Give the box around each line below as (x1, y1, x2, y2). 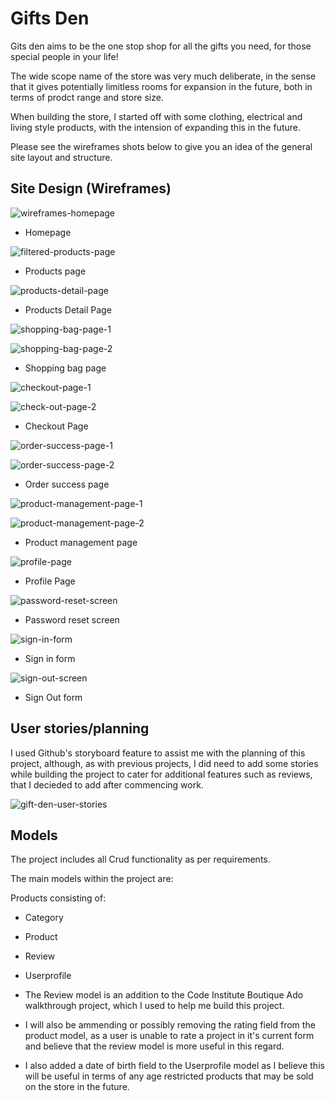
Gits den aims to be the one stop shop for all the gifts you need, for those (10, 40, 312, 52)
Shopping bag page (24, 362, 107, 374)
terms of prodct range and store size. (10, 91, 164, 103)
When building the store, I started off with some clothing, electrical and (10, 110, 303, 122)
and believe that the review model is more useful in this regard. (24, 1040, 285, 1052)
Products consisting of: (10, 892, 107, 904)
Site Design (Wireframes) (10, 180, 172, 197)
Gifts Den (10, 7, 90, 30)
